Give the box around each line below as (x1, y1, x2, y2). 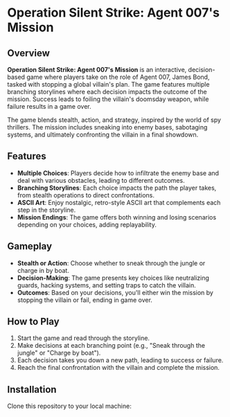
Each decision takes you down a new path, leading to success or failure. (17, 356, 224, 364)
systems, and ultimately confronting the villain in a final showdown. (7, 130, 199, 139)
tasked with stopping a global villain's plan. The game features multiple (7, 80, 210, 88)
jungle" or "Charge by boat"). (17, 348, 101, 357)
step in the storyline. (17, 206, 76, 214)
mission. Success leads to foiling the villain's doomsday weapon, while (7, 95, 209, 103)
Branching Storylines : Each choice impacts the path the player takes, (17, 184, 217, 192)
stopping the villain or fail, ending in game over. (17, 296, 152, 304)
